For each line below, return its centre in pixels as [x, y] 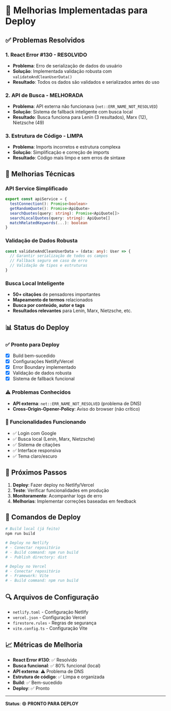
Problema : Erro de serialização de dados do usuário [67, 65]
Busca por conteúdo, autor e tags [49, 305]
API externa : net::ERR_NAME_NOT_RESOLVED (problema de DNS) [77, 404]
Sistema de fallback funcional [44, 379]
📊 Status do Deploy [37, 327]
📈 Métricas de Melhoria [44, 645]
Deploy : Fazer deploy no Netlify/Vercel [53, 485]
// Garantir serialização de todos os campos [59, 256]
